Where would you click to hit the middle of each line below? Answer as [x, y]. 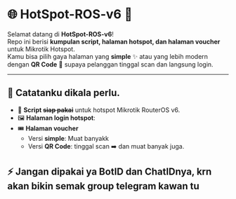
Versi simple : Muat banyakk [68, 138]
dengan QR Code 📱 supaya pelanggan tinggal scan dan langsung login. [110, 64]
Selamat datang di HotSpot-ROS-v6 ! [61, 34]
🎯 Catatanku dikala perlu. [64, 93]
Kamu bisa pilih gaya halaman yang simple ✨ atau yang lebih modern [108, 56]
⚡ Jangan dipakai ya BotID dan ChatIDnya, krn [110, 172]
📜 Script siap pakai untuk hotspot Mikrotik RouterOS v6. [99, 110]
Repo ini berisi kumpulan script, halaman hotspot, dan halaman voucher [114, 41]
